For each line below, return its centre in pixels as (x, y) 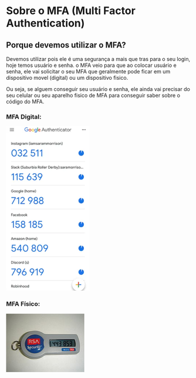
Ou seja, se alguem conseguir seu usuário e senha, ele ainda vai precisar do (98, 89)
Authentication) (45, 23)
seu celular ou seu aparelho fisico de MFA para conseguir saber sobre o (93, 95)
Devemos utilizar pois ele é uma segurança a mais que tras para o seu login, (98, 59)
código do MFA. (25, 102)
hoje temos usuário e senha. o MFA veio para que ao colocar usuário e (92, 65)
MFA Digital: (24, 117)
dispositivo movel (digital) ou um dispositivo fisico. (67, 78)
